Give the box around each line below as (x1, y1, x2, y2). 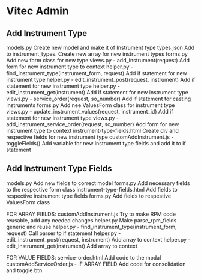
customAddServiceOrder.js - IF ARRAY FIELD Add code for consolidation (6, 260, 186, 267)
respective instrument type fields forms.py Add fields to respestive (6, 192, 172, 199)
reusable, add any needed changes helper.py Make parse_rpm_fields (6, 216, 177, 224)
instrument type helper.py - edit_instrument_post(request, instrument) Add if (6, 76, 196, 83)
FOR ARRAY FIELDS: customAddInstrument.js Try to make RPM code (6, 210, 176, 218)
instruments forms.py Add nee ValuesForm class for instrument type (6, 102, 175, 109)
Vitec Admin (6, 4, 69, 18)
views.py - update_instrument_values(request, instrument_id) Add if (6, 108, 173, 115)
